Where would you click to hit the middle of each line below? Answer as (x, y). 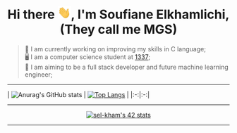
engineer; (38, 75)
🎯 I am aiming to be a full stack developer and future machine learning (127, 67)
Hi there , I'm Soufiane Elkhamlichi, (119, 14)
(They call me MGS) (119, 30)
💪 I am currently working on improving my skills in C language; (115, 49)
